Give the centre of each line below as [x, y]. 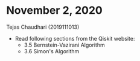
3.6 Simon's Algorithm [52, 51]
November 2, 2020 [54, 10]
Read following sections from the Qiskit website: [75, 38]
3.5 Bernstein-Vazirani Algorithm [65, 45]
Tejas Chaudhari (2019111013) [43, 27]
